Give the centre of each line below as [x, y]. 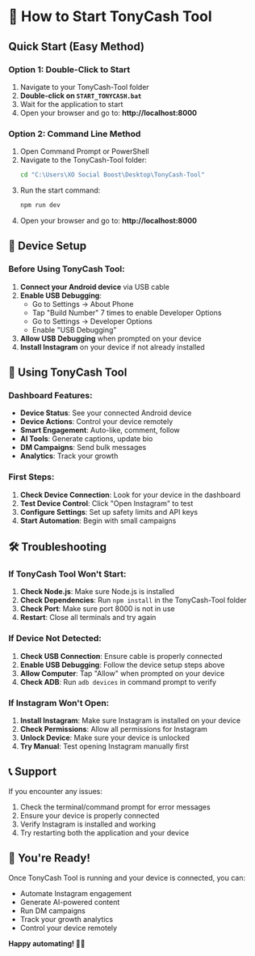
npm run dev [40, 206]
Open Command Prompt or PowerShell [84, 151]
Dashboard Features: [50, 395]
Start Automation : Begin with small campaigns [98, 520]
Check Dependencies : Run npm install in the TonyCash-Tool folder [134, 600]
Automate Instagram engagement [75, 893]
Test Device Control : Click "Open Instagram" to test [107, 503]
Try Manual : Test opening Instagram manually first [104, 746]
